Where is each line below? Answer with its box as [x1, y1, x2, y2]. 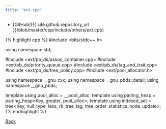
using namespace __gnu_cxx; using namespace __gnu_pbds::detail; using [5, 77, 159, 83]
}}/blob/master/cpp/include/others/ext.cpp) [12, 26, 104, 33]
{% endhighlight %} [5, 108, 47, 114]
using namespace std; [5, 46, 52, 52]
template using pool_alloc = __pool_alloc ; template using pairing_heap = [5, 92, 156, 98]
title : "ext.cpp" [5, 7, 42, 13]
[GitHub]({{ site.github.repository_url [12, 21, 90, 27]
